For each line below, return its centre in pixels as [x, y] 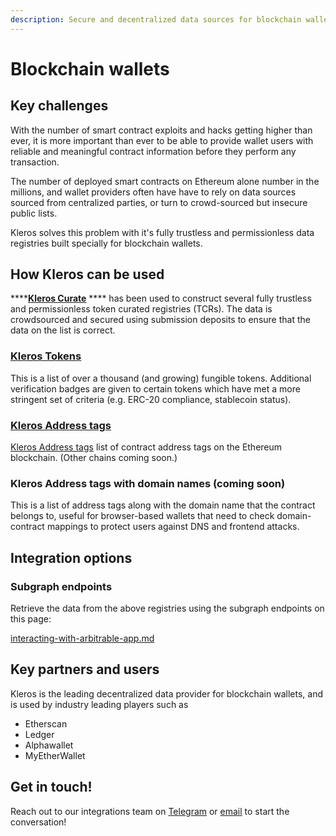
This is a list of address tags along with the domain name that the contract [163, 505]
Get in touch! [51, 787]
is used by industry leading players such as [99, 704]
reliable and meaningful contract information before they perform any [153, 151]
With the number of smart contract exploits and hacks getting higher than [161, 130]
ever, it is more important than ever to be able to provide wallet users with [162, 140]
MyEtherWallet [55, 755]
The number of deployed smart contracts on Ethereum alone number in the [165, 181]
